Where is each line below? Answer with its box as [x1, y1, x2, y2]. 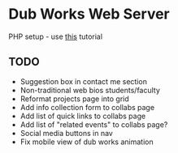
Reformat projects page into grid [20, 94, 130, 104]
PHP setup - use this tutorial [8, 32, 103, 41]
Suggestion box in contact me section [20, 76, 148, 86]
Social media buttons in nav [20, 128, 114, 138]
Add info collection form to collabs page [20, 102, 155, 112]
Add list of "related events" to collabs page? [20, 119, 168, 130]
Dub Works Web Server [8, 5, 170, 23]
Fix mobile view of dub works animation [20, 137, 154, 147]
